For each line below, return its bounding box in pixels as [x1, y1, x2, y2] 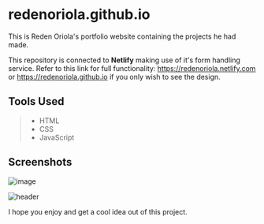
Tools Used [8, 95, 65, 108]
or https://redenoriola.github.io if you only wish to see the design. [8, 72, 221, 81]
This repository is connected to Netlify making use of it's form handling [8, 55, 240, 65]
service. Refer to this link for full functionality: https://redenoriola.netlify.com [8, 63, 256, 73]
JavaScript [39, 133, 75, 142]
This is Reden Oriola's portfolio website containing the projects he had [8, 32, 236, 41]
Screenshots [8, 155, 73, 169]
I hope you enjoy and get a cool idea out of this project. [8, 207, 188, 216]
